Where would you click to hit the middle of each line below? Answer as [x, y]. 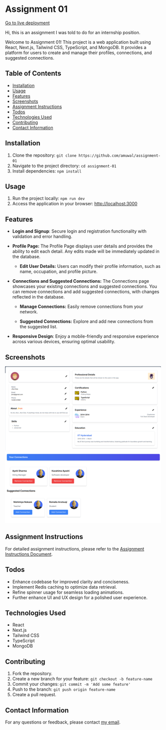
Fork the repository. [32, 673]
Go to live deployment [27, 23]
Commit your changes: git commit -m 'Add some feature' [71, 684]
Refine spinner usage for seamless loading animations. [68, 592]
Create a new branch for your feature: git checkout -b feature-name [82, 679]
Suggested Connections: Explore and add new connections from [86, 321]
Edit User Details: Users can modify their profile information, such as [90, 266]
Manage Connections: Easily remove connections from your [81, 306]
